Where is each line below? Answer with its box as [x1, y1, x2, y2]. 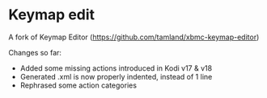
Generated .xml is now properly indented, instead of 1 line [19, 71, 213, 81]
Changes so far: [8, 47, 62, 57]
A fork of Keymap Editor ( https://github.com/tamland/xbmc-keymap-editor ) [8, 32, 260, 42]
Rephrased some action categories [19, 80, 138, 90]
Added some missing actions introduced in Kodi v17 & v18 [19, 63, 213, 73]
